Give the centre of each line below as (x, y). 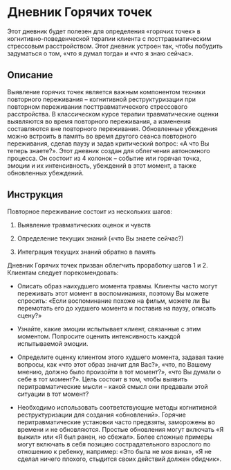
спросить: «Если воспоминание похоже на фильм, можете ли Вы (113, 301)
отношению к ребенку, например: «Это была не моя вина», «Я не (114, 451)
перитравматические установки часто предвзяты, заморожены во (116, 422)
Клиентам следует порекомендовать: (63, 272)
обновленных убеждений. (46, 173)
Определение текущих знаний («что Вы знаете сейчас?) (100, 238)
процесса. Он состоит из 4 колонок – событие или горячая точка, (104, 158)
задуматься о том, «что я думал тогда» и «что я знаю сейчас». (100, 53)
